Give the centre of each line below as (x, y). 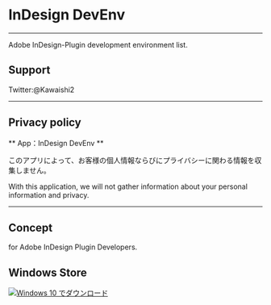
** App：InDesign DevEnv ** (56, 143)
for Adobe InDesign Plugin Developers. (73, 247)
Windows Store (48, 272)
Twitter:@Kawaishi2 (42, 90)
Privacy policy (45, 123)
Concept (31, 228)
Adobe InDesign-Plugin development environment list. (98, 44)
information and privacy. (49, 194)
